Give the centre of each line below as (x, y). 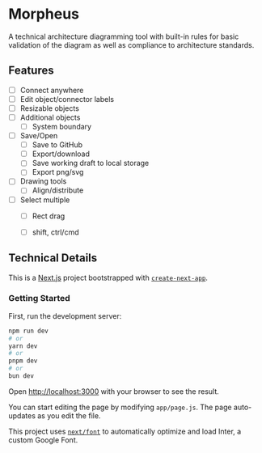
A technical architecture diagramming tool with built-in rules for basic (124, 36)
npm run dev (28, 331)
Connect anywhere (52, 90)
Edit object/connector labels (67, 99)
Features (31, 71)
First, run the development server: (65, 315)
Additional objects (50, 117)
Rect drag (49, 216)
